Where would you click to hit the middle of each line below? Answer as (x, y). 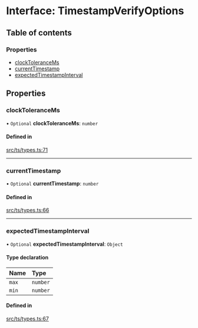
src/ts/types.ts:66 (28, 210)
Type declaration (27, 258)
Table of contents (39, 33)
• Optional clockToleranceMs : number (52, 123)
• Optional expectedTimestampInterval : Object (65, 244)
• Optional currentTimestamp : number (52, 184)
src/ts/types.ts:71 (27, 150)
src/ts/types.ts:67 (27, 319)
